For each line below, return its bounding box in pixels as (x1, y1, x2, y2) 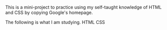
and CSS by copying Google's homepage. (5, 9, 93, 15)
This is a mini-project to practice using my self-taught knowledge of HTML (5, 4, 162, 10)
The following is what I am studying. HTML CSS (5, 19, 105, 25)
